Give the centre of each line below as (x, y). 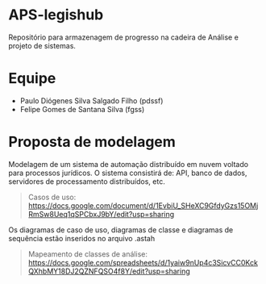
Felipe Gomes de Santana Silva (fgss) (82, 109)
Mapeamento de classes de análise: (87, 254)
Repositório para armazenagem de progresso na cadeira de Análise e (124, 37)
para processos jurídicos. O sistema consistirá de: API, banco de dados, (128, 173)
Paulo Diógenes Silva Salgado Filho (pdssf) (91, 100)
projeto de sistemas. (42, 45)
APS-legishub (56, 15)
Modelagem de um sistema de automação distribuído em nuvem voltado (128, 164)
